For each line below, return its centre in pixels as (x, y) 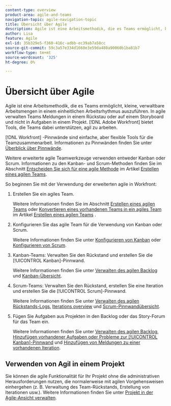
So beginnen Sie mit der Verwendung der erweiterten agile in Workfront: (81, 184)
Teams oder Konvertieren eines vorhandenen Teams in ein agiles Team (87, 209)
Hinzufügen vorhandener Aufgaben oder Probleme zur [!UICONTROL (85, 337)
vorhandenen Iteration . (37, 348)
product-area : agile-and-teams (38, 15)
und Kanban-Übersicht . (37, 276)
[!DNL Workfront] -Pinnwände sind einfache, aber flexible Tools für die (79, 138)
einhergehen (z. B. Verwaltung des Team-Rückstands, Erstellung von (78, 387)
